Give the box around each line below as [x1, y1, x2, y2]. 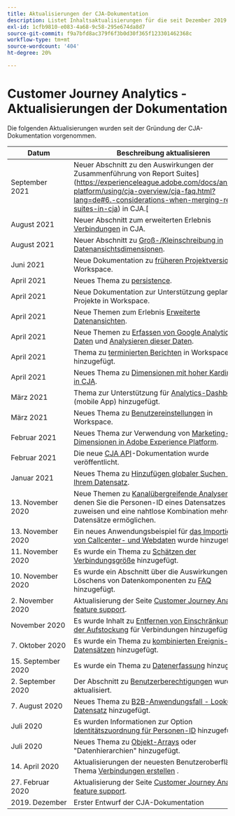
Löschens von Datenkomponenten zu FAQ [73, 575, 212, 585]
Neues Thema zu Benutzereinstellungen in [73, 408, 213, 417]
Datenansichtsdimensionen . [73, 243, 166, 253]
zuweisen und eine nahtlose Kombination [73, 506, 208, 516]
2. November [10, 596, 54, 606]
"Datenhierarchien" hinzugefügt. [73, 745, 180, 755]
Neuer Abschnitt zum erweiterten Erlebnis [73, 215, 211, 225]
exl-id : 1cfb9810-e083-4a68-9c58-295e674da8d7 [7, 23, 145, 30]
